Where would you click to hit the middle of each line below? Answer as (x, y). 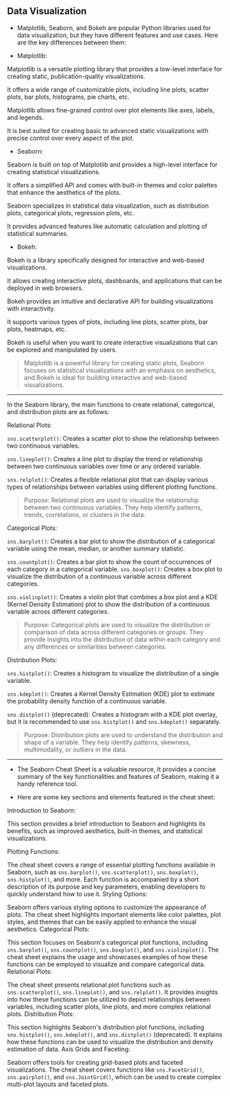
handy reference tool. (48, 784)
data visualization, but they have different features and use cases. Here (117, 35)
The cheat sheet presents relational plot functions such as (89, 985)
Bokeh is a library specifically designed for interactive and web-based (106, 260)
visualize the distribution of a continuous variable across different (99, 576)
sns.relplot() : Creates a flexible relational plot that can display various (108, 479)
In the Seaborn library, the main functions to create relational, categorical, (111, 405)
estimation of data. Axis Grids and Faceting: (69, 1049)
